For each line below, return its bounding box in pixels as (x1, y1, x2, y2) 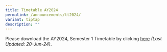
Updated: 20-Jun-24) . (5, 41, 52, 47)
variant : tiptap (5, 17, 40, 22)
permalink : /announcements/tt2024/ (5, 12, 81, 17)
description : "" (5, 21, 40, 27)
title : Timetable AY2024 (5, 7, 58, 13)
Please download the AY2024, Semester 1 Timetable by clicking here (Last (5, 36, 162, 42)
